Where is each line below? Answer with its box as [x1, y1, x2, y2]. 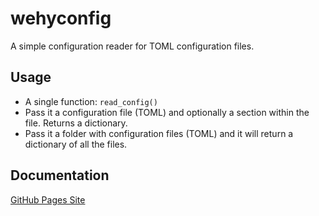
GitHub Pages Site [10, 193, 86, 206]
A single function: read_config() [24, 95, 158, 107]
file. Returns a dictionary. [24, 117, 128, 129]
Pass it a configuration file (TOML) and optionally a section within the [24, 106, 310, 118]
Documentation [10, 167, 110, 184]
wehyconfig [10, 7, 112, 30]
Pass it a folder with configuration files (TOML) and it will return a [24, 127, 294, 139]
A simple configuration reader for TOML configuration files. [10, 40, 255, 52]
